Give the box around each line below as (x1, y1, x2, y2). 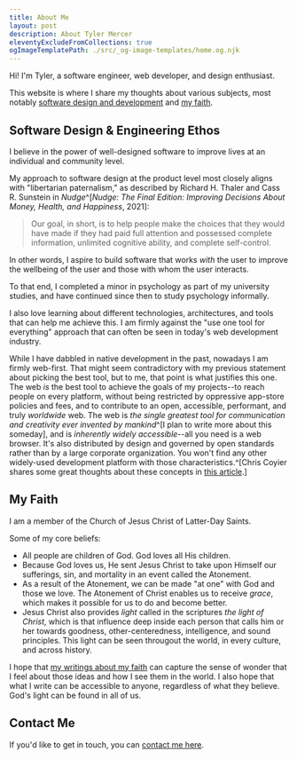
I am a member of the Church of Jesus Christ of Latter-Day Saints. (9, 516, 252, 526)
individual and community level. (9, 155, 125, 166)
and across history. (21, 644, 93, 655)
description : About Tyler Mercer (9, 29, 133, 38)
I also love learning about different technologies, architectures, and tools (9, 307, 274, 318)
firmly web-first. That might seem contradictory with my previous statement (9, 362, 286, 373)
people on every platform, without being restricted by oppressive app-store (9, 391, 285, 401)
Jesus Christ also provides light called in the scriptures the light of (21, 606, 264, 617)
